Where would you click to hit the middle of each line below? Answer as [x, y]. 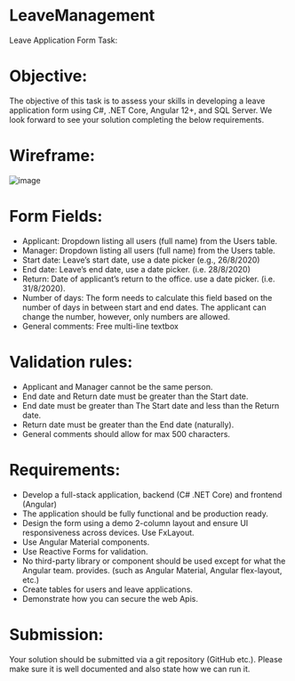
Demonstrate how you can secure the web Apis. [110, 598]
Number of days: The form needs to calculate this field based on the [147, 297]
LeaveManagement [82, 16]
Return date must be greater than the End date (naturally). [128, 425]
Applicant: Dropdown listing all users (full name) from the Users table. [150, 240]
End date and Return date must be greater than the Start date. [135, 396]
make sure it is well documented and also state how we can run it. [130, 669]
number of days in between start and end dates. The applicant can [144, 307]
